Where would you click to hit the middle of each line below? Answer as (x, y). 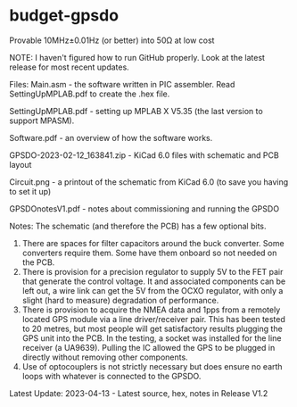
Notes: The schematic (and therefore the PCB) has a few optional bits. (138, 226)
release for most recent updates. (69, 67)
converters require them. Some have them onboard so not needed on (149, 253)
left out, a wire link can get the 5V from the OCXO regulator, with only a (153, 290)
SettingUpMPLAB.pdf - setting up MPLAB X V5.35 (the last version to (136, 111)
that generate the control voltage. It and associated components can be (154, 281)
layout (21, 164)
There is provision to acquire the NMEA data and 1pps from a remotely (151, 310)
